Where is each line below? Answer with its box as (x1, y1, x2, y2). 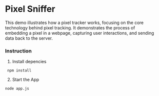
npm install (7, 68, 32, 73)
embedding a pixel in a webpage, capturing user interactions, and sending (5, 30, 155, 36)
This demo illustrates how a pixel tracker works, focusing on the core (5, 20, 144, 25)
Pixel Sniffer (5, 3, 56, 15)
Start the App (12, 77, 40, 83)
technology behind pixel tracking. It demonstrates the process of (5, 24, 135, 30)
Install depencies (12, 59, 47, 65)
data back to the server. (5, 35, 53, 41)
